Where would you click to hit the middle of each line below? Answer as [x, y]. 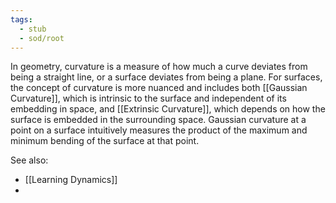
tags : [21, 19]
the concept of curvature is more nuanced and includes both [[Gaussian [159, 88]
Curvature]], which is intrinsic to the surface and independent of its [148, 98]
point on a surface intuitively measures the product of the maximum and [159, 130]
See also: [29, 160]
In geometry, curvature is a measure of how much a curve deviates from [159, 67]
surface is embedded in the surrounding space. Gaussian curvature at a [158, 120]
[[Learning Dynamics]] [71, 180]
